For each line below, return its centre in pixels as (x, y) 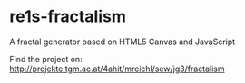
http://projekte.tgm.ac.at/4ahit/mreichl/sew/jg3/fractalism (117, 69)
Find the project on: (46, 59)
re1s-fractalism (68, 17)
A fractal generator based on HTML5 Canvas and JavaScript (122, 41)
